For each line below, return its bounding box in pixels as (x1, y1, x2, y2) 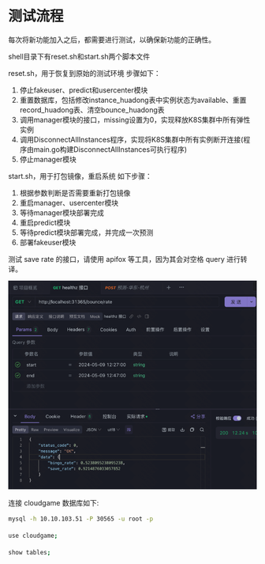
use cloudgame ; (8, 532, 58, 540)
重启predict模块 (19, 218, 71, 227)
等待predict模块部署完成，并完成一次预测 (19, 227, 154, 237)
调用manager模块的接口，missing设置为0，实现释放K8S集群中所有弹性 (19, 115, 251, 124)
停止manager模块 (19, 154, 77, 164)
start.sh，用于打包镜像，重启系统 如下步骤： (8, 171, 152, 180)
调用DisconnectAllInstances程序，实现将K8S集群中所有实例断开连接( (19, 134, 244, 144)
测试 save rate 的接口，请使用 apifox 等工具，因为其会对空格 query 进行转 (8, 254, 248, 263)
